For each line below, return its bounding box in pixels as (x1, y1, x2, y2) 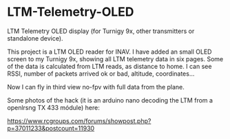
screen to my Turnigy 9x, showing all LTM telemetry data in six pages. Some (7, 54, 224, 63)
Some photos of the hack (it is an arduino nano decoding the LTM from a (7, 96, 213, 104)
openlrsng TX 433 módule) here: (7, 103, 100, 111)
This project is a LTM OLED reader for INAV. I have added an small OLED (7, 47, 212, 56)
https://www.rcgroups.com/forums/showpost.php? (7, 116, 151, 125)
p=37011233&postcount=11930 (7, 124, 95, 132)
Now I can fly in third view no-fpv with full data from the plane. (7, 83, 185, 91)
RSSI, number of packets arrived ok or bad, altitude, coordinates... (7, 69, 195, 78)
